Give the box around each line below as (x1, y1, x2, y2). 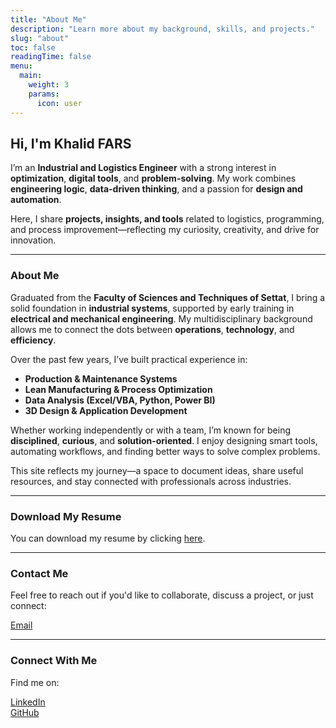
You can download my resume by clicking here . (10, 532, 206, 544)
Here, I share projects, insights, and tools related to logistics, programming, (10, 213, 325, 225)
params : (28, 89, 60, 99)
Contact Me (10, 566, 69, 580)
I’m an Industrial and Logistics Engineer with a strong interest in (10, 162, 277, 174)
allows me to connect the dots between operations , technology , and (10, 323, 295, 335)
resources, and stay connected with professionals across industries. (10, 475, 292, 487)
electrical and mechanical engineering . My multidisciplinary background (10, 312, 313, 325)
